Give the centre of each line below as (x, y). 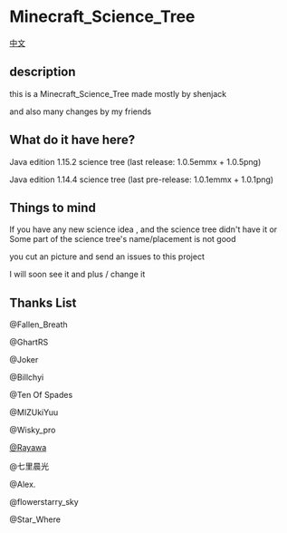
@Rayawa (28, 448)
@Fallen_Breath (38, 325)
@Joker (24, 360)
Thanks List (43, 302)
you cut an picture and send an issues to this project (107, 257)
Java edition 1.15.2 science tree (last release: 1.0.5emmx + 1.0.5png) (135, 161)
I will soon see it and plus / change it (77, 275)
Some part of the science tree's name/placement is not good (123, 239)
